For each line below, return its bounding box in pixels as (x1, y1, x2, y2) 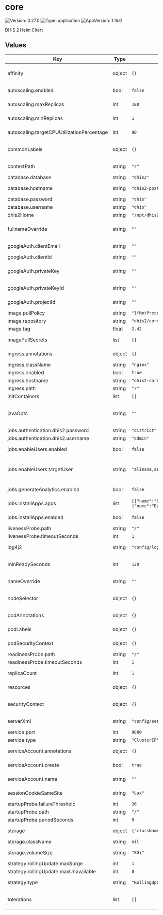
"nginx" (131, 362, 149, 367)
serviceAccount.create (7, 761, 59, 768)
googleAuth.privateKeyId (7, 284, 64, 291)
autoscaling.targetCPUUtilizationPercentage (7, 128, 108, 135)
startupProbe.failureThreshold (7, 800, 76, 807)
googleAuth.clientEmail (7, 242, 60, 249)
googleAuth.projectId (7, 298, 56, 305)
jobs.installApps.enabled (7, 514, 64, 521)
